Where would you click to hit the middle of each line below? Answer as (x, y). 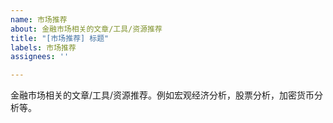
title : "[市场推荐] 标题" (60, 38)
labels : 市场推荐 (43, 47)
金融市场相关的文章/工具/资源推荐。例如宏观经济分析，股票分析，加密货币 (162, 95)
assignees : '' (40, 57)
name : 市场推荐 (39, 19)
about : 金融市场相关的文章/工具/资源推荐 (86, 29)
